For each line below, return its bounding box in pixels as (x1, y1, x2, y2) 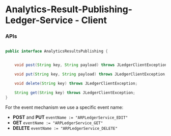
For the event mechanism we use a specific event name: (5, 104, 124, 110)
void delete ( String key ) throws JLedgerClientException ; (14, 81, 138, 86)
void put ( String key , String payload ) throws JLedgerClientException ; (14, 72, 167, 77)
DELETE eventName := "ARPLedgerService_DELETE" (12, 125, 118, 131)
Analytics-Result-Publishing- (5, 4, 132, 15)
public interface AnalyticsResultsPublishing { (5, 49, 108, 54)
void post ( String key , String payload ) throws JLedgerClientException (14, 62, 167, 67)
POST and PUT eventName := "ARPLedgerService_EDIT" (12, 114, 128, 120)
